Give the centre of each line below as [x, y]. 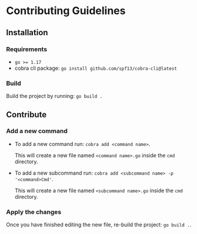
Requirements [27, 49]
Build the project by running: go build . [54, 96]
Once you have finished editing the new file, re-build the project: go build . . [99, 225]
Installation [27, 33]
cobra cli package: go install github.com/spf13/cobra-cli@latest [96, 68]
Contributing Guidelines [66, 11]
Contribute [26, 115]
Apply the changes [34, 212]
